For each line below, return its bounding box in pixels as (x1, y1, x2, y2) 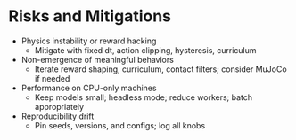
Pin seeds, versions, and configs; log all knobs (34, 120, 206, 130)
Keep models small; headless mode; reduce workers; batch (34, 91, 253, 103)
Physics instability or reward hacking (21, 35, 157, 46)
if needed (34, 73, 70, 83)
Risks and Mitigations (8, 6, 171, 27)
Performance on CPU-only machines (21, 82, 157, 93)
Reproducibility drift (21, 111, 95, 121)
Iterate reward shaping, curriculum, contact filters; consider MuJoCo (34, 64, 287, 74)
